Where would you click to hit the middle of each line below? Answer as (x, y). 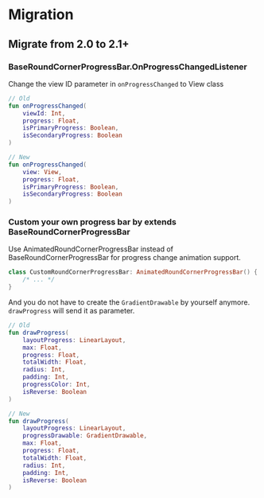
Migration (41, 15)
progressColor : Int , (56, 385)
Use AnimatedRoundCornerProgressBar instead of (91, 249)
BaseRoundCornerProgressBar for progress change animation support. (124, 258)
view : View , (42, 172)
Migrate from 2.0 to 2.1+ (69, 44)
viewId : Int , (44, 113)
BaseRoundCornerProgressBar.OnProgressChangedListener (128, 67)
